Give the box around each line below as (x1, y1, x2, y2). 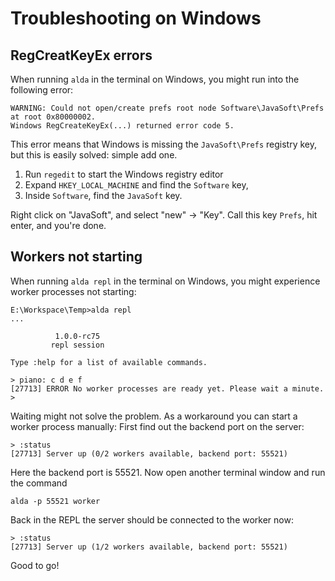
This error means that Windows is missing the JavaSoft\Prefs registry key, (10, 138, 318, 150)
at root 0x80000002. (10, 112, 97, 122)
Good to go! (10, 559, 60, 571)
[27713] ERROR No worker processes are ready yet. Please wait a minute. (10, 383, 325, 394)
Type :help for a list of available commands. (10, 357, 208, 367)
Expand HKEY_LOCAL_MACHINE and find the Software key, (24, 179, 249, 191)
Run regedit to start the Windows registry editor (24, 168, 224, 180)
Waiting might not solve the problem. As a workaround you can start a (10, 410, 298, 422)
